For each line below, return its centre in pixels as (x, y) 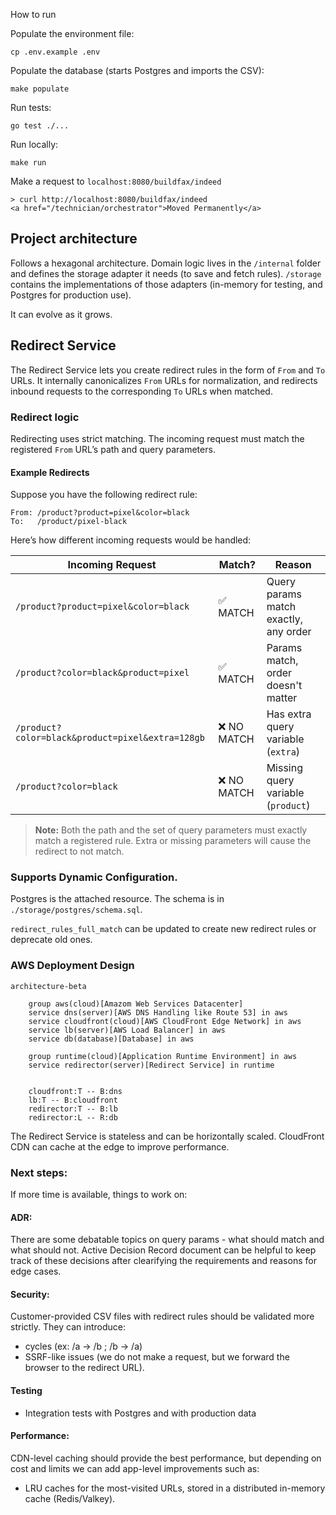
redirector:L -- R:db (73, 1117)
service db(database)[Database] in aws (111, 1039)
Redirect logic (45, 417)
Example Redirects (50, 472)
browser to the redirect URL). (84, 1368)
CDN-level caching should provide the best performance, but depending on (166, 1458)
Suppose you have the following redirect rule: (104, 495)
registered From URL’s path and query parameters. (113, 449)
